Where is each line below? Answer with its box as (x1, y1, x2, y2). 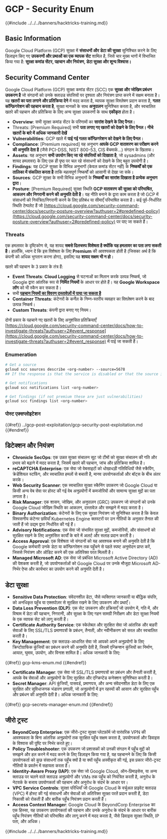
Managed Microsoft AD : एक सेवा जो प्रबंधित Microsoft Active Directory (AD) (12, 555, 158, 561)
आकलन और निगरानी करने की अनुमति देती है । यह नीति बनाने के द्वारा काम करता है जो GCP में (12, 191, 159, 197)
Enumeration (5, 351, 37, 358)
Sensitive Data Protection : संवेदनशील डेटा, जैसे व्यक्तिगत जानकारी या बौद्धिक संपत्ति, (12, 594, 158, 600)
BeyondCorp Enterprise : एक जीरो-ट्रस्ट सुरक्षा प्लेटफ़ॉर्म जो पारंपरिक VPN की (12, 729, 146, 735)
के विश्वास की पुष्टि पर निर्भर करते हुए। (12, 740, 73, 746)
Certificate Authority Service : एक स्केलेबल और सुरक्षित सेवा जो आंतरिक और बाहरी (12, 622, 158, 628)
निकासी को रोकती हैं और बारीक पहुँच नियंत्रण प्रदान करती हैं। (12, 796, 107, 802)
